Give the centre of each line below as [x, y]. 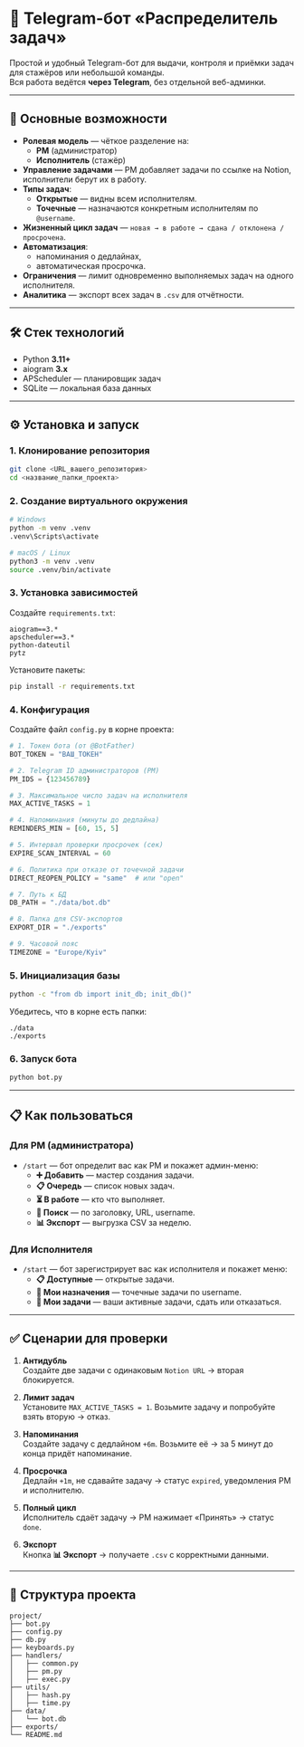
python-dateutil [40, 645]
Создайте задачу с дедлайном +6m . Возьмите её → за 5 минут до [148, 1444]
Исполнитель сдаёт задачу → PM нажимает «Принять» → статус [148, 1517]
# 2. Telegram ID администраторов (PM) [85, 770]
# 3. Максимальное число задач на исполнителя [99, 796]
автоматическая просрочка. [91, 265]
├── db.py [28, 1639]
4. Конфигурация [50, 710]
